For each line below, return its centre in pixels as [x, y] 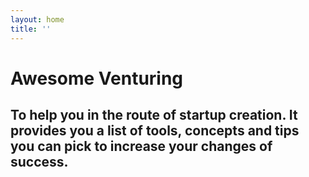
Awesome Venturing [97, 78]
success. [39, 162]
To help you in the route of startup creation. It [154, 115]
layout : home [37, 19]
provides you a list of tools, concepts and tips [155, 131]
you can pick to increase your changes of [141, 146]
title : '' [31, 29]
